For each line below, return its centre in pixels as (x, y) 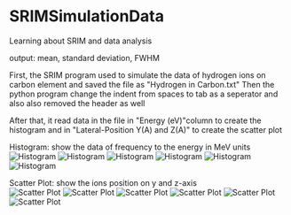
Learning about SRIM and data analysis (81, 41)
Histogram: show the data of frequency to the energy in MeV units (130, 147)
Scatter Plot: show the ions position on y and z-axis (103, 182)
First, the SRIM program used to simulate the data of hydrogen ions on (138, 75)
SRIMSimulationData (87, 16)
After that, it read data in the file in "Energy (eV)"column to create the (135, 120)
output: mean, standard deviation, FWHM (84, 58)
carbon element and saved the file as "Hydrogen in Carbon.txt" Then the (142, 84)
